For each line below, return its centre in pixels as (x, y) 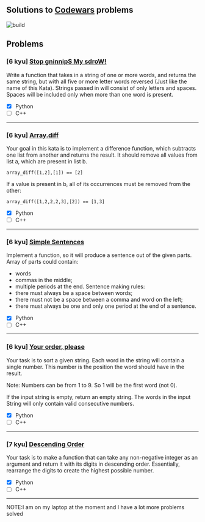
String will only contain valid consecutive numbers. (70, 403)
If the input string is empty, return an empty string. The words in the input (99, 397)
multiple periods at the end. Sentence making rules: (80, 286)
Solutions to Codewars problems (70, 10)
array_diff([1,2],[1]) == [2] (45, 173)
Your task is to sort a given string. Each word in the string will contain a (95, 360)
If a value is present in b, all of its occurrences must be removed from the (99, 184)
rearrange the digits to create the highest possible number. (80, 471)
